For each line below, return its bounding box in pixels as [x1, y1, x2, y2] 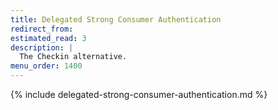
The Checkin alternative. [19, 52, 128, 62]
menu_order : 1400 [10, 61, 83, 71]
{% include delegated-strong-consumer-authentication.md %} [10, 89, 268, 100]
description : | [10, 42, 74, 53]
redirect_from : [10, 24, 74, 34]
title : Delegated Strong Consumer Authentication [10, 14, 222, 25]
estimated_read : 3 [10, 33, 87, 43]
